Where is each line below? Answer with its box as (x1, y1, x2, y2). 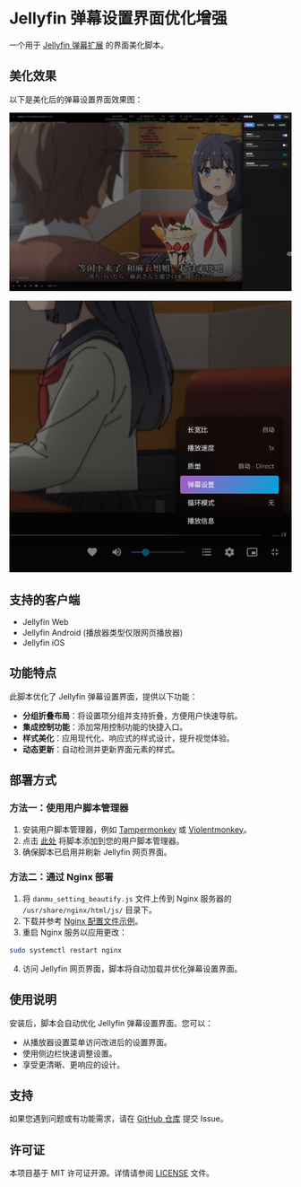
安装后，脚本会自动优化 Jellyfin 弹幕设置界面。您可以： (9, 1017, 213, 1028)
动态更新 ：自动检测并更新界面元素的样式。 (21, 743, 180, 754)
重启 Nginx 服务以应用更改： (21, 927, 128, 937)
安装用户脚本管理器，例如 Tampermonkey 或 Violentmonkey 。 (21, 823, 252, 835)
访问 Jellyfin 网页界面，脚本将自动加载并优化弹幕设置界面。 (21, 963, 243, 974)
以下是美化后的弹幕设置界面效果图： (9, 93, 143, 104)
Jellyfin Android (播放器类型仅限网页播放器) (21, 628, 184, 638)
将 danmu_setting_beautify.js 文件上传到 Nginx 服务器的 (21, 892, 232, 903)
